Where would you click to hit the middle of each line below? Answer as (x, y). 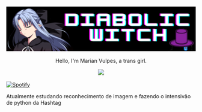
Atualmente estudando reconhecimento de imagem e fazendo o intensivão (99, 96)
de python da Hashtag (34, 102)
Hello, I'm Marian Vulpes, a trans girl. (101, 60)
